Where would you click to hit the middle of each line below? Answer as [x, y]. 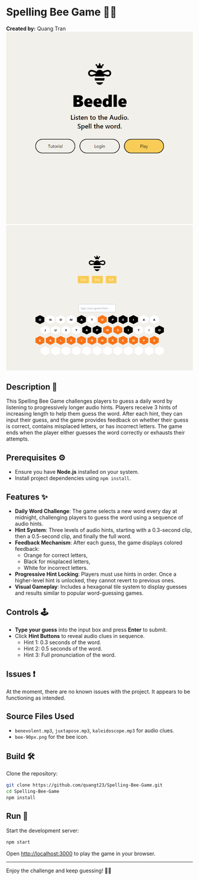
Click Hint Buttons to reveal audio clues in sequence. [80, 636]
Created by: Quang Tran [36, 28]
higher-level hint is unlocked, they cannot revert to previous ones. [95, 580]
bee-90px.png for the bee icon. [52, 737]
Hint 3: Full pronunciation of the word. [70, 655]
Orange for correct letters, [55, 555]
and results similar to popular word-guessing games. [79, 593]
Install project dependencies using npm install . [73, 478]
